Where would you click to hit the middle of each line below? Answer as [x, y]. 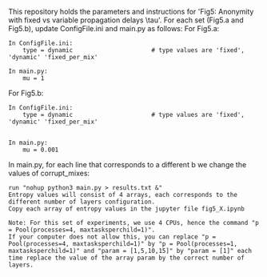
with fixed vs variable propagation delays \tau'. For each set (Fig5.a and [126, 20]
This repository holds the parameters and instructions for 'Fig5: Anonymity [131, 12]
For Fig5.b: [26, 93]
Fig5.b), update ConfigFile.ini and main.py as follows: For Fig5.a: [114, 28]
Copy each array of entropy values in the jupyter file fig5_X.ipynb [127, 209]
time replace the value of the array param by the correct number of [127, 258]
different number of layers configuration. [82, 202]
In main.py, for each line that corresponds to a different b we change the [128, 165]
